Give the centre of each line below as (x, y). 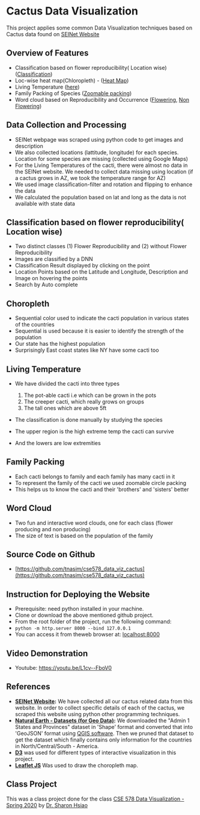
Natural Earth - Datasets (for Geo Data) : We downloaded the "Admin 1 (102, 720)
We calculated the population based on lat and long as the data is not (100, 197)
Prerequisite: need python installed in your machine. (79, 609)
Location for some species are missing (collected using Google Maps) (101, 158)
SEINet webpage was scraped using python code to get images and (99, 139)
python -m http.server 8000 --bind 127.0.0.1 (73, 629)
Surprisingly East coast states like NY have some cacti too (87, 350)
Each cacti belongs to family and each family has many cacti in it (95, 476)
